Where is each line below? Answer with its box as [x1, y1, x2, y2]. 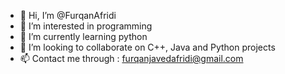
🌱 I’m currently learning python [19, 31, 148, 42]
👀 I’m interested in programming [19, 20, 153, 32]
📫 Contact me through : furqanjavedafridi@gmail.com [19, 53, 244, 64]
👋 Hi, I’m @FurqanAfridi [19, 10, 117, 21]
